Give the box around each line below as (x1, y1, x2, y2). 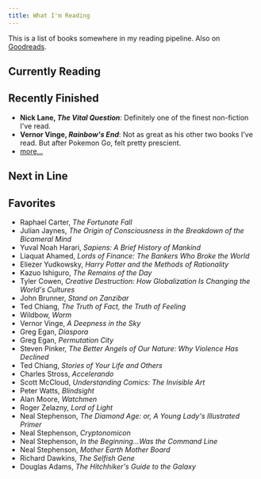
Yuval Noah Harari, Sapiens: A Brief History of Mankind (19, 243, 201, 252)
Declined (19, 352, 49, 362)
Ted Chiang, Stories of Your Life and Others (19, 361, 163, 370)
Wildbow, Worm (19, 310, 72, 320)
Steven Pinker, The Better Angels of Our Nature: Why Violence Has (19, 344, 239, 354)
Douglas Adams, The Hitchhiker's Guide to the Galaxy (19, 462, 197, 472)
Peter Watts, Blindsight (19, 386, 95, 396)
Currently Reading (8, 65, 101, 79)
